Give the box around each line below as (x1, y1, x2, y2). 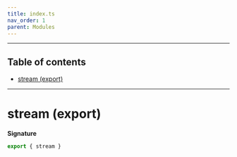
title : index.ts (7, 10, 55, 18)
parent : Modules (7, 23, 55, 30)
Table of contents (7, 56, 86, 68)
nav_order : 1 (7, 17, 46, 24)
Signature (7, 130, 37, 138)
